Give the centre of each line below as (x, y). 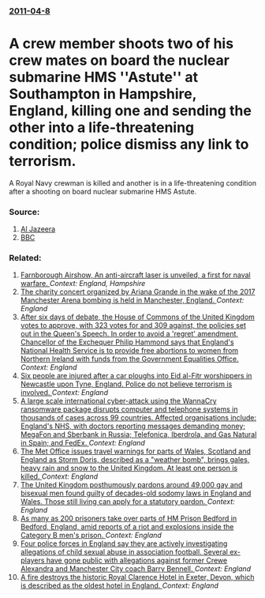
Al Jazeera (38, 229)
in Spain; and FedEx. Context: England (82, 443)
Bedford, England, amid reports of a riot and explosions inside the (127, 527)
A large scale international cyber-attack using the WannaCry (118, 401)
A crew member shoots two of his (121, 44)
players (32, 560)
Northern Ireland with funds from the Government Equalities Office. (129, 359)
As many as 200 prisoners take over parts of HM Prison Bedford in (129, 518)
